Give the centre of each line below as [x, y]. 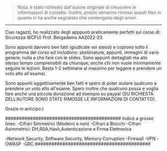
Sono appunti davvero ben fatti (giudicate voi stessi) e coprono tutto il [77, 47]
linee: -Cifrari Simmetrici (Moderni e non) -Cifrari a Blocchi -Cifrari [73, 124]
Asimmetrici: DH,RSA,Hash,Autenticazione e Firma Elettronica [68, 129]
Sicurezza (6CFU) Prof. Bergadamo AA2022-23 [54, 37]
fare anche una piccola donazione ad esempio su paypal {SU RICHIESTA [80, 94]
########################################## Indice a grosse [80, 118]
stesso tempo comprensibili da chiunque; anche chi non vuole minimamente [83, 63]
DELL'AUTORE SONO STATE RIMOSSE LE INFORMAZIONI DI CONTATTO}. [81, 99]
